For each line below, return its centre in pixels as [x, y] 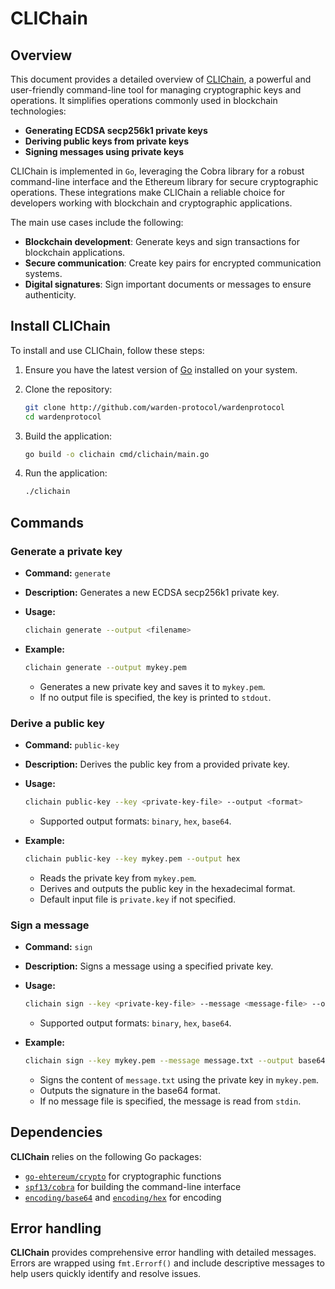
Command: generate [67, 573]
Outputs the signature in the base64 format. [130, 1090]
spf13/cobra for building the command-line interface [133, 1186]
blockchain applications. [75, 252]
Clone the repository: [68, 389]
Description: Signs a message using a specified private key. [149, 966]
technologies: [38, 111]
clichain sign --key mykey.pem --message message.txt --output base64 [175, 1060]
